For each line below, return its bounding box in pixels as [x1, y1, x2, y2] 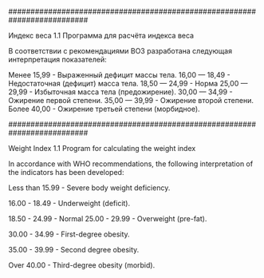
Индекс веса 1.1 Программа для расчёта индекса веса [8, 31, 194, 40]
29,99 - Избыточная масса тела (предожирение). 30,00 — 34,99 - [8, 87, 233, 97]
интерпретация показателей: [8, 55, 108, 64]
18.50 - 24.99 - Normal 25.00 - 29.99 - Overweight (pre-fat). [8, 214, 207, 223]
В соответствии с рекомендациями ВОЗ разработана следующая [8, 46, 233, 55]
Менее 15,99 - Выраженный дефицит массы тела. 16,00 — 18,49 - [8, 70, 231, 79]
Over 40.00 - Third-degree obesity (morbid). [8, 260, 156, 270]
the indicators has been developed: [8, 168, 124, 177]
